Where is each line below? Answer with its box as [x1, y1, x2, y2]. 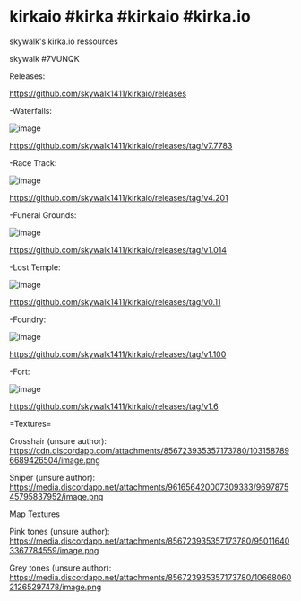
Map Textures [9, 509, 61, 519]
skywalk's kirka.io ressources [9, 36, 118, 47]
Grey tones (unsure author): [9, 562, 112, 573]
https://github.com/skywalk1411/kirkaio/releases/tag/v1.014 [9, 244, 227, 255]
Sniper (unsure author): [9, 472, 96, 483]
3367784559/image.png [9, 544, 99, 555]
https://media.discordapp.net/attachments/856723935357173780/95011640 [9, 536, 290, 546]
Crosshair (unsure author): [9, 435, 107, 446]
